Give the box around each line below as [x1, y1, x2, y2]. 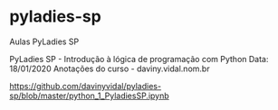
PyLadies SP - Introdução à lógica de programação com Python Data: [9, 53, 269, 64]
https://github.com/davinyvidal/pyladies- [9, 80, 161, 91]
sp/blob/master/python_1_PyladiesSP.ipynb [9, 90, 169, 101]
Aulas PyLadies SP [9, 36, 80, 47]
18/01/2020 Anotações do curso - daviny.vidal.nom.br [9, 63, 210, 74]
